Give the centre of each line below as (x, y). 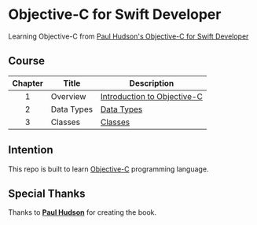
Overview (68, 96)
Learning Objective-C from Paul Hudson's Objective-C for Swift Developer (128, 36)
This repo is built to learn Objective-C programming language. (108, 169)
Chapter (28, 83)
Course (27, 61)
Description (152, 83)
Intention (31, 150)
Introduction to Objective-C (151, 96)
